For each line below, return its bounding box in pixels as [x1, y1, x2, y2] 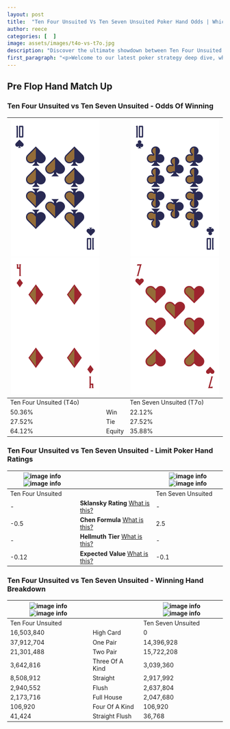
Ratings [7, 455, 34, 464]
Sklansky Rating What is [79, 499, 150, 507]
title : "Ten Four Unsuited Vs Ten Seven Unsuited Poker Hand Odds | [7, 18, 210, 25]
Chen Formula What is [79, 516, 144, 524]
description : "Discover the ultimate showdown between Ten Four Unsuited [7, 47, 222, 54]
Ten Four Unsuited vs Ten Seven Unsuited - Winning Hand [7, 576, 204, 586]
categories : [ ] [7, 33, 57, 40]
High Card [92, 628, 121, 637]
